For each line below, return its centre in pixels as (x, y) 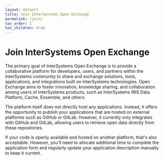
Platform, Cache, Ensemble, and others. (46, 97)
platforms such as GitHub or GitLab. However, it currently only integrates (79, 117)
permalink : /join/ (24, 19)
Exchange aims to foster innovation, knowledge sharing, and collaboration (80, 87)
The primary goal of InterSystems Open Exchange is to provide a (71, 66)
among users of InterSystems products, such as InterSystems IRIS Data (78, 92)
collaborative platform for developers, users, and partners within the (74, 71)
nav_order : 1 (18, 23)
